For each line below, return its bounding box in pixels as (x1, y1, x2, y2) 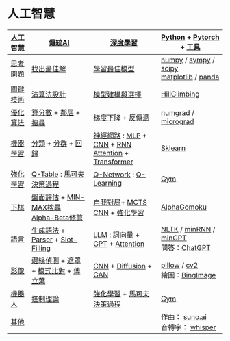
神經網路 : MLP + (93, 131, 147, 140)
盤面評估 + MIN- (31, 192, 86, 202)
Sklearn (160, 143, 186, 153)
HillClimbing (160, 89, 200, 99)
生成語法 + (31, 225, 66, 235)
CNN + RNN (93, 140, 132, 149)
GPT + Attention (93, 239, 145, 249)
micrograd (160, 116, 194, 126)
